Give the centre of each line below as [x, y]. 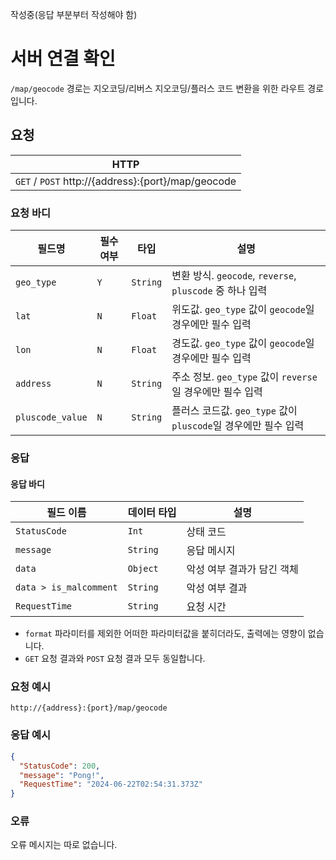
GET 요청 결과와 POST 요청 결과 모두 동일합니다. [115, 659]
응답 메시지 [211, 551]
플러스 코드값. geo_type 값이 [234, 411]
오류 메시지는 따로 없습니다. [64, 845]
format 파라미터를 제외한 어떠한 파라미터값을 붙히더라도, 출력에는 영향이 [165, 634]
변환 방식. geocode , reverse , [234, 276]
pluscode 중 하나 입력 [219, 291]
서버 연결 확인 [63, 59]
